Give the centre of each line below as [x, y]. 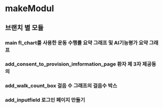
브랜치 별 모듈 [24, 27]
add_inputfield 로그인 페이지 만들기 [45, 100]
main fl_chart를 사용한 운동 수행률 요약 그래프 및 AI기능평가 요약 [77, 43]
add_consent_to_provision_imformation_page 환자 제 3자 [73, 64]
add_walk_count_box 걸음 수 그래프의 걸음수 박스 [61, 86]
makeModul [30, 9]
